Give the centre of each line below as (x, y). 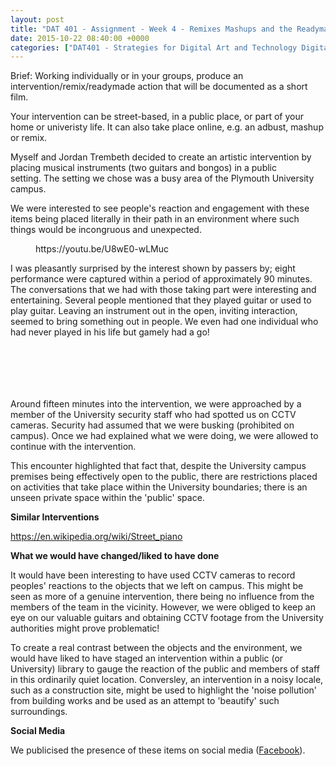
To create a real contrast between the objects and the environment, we (156, 648)
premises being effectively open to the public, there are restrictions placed (164, 477)
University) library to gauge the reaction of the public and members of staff (165, 669)
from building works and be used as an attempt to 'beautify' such (145, 701)
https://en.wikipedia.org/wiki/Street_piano (96, 537)
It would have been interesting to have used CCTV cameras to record (153, 575)
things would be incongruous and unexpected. (106, 230)
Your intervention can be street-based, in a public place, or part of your (157, 117)
